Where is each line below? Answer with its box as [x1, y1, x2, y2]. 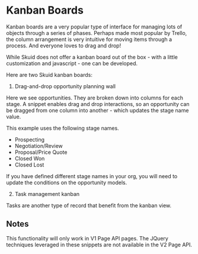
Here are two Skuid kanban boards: [6, 71, 93, 78]
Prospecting [14, 136, 45, 143]
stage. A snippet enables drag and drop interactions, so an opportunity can [6, 100, 190, 107]
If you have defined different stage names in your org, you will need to [6, 172, 178, 179]
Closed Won [14, 155, 45, 162]
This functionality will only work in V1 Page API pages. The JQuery [6, 234, 169, 242]
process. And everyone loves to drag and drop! [6, 42, 122, 49]
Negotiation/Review [14, 142, 63, 149]
